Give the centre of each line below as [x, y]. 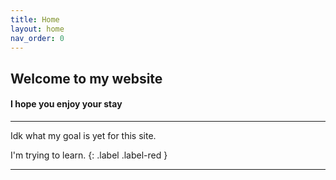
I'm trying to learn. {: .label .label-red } [89, 155]
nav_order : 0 [37, 38]
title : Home [35, 19]
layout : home [37, 29]
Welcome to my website [86, 78]
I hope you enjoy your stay [66, 104]
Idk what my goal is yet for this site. [83, 135]
